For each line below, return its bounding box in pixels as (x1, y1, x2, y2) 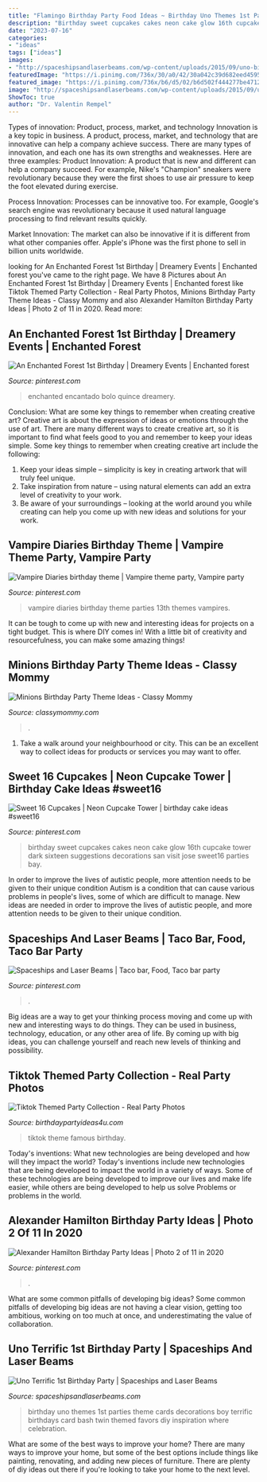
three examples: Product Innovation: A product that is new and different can (8, 156, 257, 166)
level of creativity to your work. (19, 490, 122, 499)
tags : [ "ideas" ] (8, 49, 62, 57)
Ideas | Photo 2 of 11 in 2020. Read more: (8, 304, 143, 314)
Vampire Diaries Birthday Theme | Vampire (8, 538, 224, 552)
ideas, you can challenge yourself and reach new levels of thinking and (8, 1037, 241, 1047)
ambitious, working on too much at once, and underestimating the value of (8, 1311, 253, 1320)
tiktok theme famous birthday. (27, 1133, 126, 1143)
